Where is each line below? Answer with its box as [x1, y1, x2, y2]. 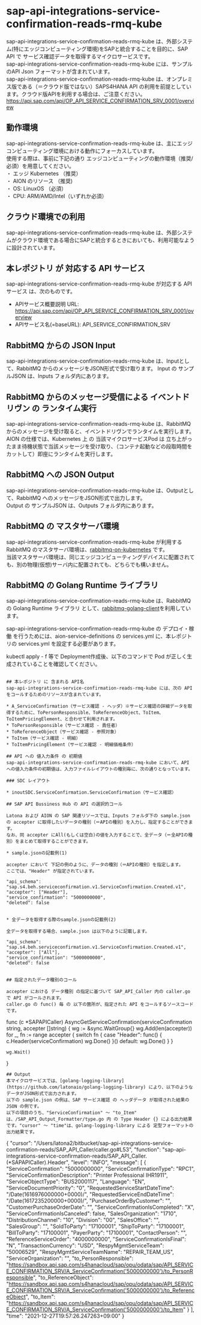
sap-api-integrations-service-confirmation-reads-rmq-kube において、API [6, 760, 190, 766]
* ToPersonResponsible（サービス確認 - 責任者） [6, 723, 120, 729]
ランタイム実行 [41, 403, 97, 413]
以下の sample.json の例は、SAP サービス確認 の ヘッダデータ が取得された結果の [6, 1097, 190, 1103]
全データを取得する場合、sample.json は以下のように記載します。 [6, 929, 150, 935]
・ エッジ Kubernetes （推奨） [6, 170, 82, 177]
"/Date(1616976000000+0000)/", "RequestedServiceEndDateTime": [6, 1191, 174, 1198]
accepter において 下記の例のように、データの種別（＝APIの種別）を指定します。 [6, 862, 184, 868]
